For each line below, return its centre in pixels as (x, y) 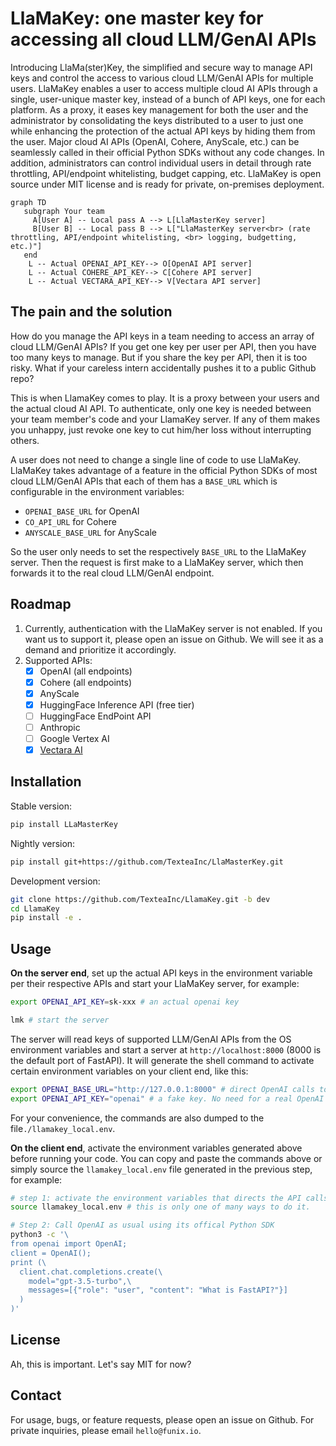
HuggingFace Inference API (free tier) (117, 704)
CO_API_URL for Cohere (70, 521)
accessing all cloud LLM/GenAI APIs (163, 39)
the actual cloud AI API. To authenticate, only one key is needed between (161, 408)
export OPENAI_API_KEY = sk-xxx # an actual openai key (125, 1002)
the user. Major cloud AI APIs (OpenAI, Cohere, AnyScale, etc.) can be (155, 141)
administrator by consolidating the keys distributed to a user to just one (157, 120)
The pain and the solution (91, 312)
